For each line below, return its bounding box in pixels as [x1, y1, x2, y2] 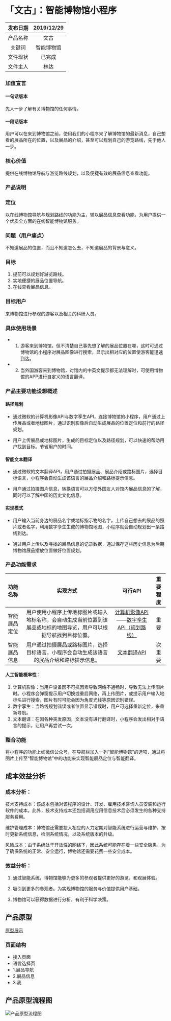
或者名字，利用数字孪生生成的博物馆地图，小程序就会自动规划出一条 [17, 523, 160, 529]
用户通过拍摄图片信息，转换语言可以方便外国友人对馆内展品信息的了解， [12, 486, 164, 492]
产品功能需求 [5, 561, 37, 568]
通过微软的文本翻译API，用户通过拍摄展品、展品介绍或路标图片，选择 [12, 469, 159, 475]
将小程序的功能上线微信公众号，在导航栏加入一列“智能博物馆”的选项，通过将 [5, 749, 165, 755]
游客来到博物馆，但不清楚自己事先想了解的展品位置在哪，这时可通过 [20, 342, 163, 349]
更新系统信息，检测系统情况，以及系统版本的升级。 [9, 831, 117, 837]
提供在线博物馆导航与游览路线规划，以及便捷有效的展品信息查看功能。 [5, 170, 153, 176]
